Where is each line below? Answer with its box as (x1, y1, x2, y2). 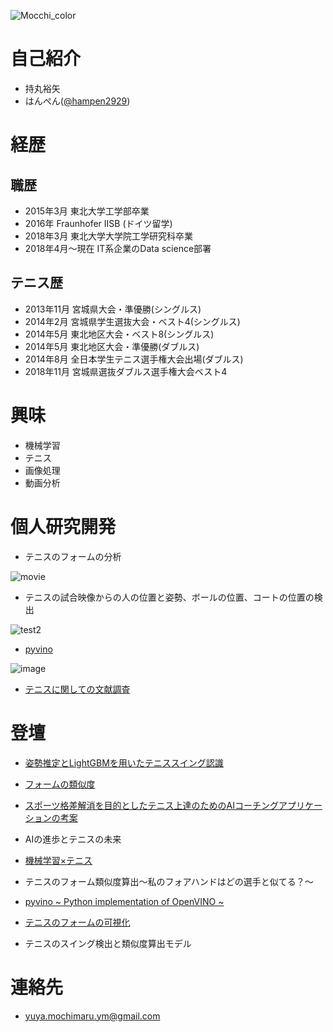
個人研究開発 (10, 515, 117, 538)
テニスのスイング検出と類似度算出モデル (24, 937, 192, 949)
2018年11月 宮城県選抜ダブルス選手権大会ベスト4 (24, 365, 228, 377)
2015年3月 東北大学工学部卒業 (24, 205, 150, 217)
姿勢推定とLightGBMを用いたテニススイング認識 (24, 756, 224, 769)
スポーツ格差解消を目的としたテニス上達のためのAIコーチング (24, 799, 279, 811)
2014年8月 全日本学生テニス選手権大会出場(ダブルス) (24, 353, 244, 365)
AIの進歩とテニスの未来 (24, 833, 122, 845)
